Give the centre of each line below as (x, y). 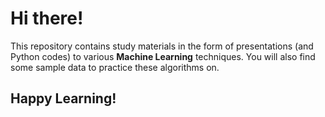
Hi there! (47, 18)
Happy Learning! (63, 98)
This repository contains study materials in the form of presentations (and (162, 46)
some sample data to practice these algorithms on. (115, 67)
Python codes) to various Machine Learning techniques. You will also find (163, 56)
